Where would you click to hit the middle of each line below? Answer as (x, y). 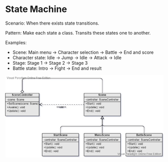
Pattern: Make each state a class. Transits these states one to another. (78, 33)
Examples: (16, 42)
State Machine (36, 9)
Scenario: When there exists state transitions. (52, 23)
